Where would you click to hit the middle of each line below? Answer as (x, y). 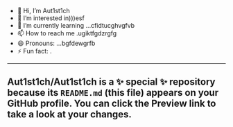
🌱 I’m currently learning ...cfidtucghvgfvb (76, 25)
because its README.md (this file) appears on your (113, 93)
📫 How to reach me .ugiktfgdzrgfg (67, 33)
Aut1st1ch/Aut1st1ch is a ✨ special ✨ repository (111, 82)
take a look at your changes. (69, 115)
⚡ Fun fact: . (34, 51)
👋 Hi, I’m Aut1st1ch (44, 11)
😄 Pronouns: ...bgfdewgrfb (56, 43)
